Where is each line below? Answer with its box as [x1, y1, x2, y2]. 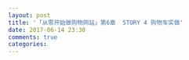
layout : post [8, 11, 51, 19]
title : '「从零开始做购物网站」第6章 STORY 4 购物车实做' [8, 19, 184, 26]
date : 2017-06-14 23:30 [8, 26, 86, 34]
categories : [8, 41, 47, 48]
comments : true [8, 33, 58, 41]
